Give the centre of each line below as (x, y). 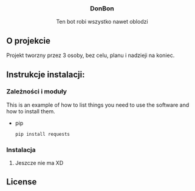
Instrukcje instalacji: (46, 74)
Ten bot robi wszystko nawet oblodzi (102, 22)
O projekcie (28, 41)
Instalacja (21, 150)
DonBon (102, 8)
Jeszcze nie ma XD (39, 163)
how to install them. (31, 111)
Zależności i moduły (37, 92)
